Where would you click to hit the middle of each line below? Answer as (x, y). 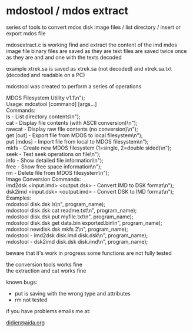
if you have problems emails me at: (49, 311)
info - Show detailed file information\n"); (55, 160)
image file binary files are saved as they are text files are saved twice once (96, 51)
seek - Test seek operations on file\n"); (54, 154)
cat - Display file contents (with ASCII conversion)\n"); (72, 122)
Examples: (19, 198)
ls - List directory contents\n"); (43, 117)
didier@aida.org (26, 323)
